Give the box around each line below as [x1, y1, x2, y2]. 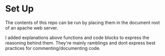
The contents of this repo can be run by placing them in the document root [5, 19, 160, 25]
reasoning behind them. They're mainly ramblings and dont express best [5, 39, 156, 45]
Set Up [5, 3, 34, 14]
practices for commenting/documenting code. [5, 45, 101, 51]
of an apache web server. [5, 24, 58, 30]
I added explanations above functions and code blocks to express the [5, 34, 149, 40]
